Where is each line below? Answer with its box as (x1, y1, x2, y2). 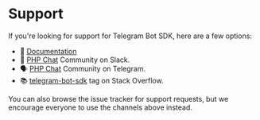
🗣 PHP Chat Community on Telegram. (19, 64, 146, 73)
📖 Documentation (19, 46, 77, 56)
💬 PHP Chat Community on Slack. (19, 55, 130, 64)
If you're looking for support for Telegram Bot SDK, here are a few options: (8, 31, 253, 41)
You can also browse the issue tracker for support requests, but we (8, 94, 229, 103)
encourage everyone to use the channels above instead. (8, 103, 192, 112)
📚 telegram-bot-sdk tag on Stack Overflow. (19, 75, 165, 85)
